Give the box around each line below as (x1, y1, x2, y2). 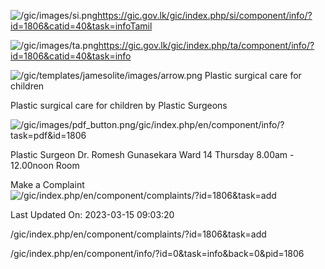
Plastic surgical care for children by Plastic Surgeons (10, 100, 228, 111)
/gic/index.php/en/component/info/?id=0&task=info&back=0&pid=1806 (10, 248, 305, 259)
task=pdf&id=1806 (10, 130, 87, 141)
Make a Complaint (10, 179, 85, 190)
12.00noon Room (10, 160, 80, 171)
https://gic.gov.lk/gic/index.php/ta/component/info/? (98, 40, 315, 51)
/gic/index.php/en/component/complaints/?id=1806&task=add (10, 228, 267, 240)
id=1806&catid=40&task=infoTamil (10, 20, 153, 32)
